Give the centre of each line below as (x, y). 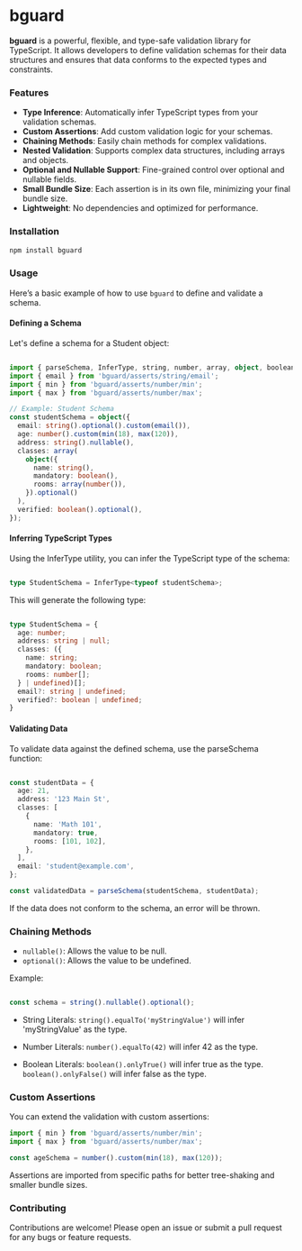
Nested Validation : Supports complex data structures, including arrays (154, 151)
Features (29, 93)
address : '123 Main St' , (64, 799)
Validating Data (39, 728)
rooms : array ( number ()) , (80, 484)
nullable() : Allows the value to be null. (94, 951)
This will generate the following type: (78, 599)
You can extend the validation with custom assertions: (109, 1117)
